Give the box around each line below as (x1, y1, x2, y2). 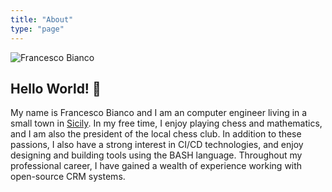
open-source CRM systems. (10, 171, 126, 183)
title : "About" (10, 14, 74, 25)
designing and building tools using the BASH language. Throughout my (10, 149, 303, 161)
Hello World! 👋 (10, 80, 102, 97)
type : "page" (10, 24, 65, 34)
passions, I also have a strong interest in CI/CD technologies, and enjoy (10, 139, 304, 151)
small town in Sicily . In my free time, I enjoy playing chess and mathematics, (10, 117, 323, 130)
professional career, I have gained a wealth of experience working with (10, 160, 303, 172)
